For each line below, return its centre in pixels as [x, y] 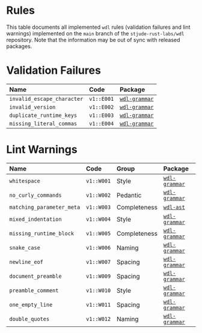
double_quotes [29, 319]
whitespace [25, 181]
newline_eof [26, 262]
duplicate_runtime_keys [43, 115]
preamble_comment [34, 290]
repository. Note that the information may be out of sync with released [93, 40]
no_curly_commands [35, 195]
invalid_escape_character [46, 99]
